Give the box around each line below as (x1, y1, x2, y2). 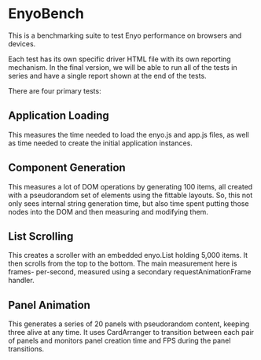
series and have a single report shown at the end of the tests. (8, 71, 207, 80)
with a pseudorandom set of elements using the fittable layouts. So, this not (8, 190, 253, 200)
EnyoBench (8, 5, 85, 23)
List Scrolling (8, 230, 74, 243)
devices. (8, 39, 36, 48)
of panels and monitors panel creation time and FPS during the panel (8, 336, 231, 346)
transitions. (8, 344, 45, 354)
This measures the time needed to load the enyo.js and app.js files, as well (8, 130, 249, 139)
